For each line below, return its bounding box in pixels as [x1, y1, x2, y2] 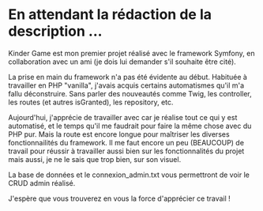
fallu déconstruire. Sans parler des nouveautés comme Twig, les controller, [8, 89, 253, 98]
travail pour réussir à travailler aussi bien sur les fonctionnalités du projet [8, 146, 245, 156]
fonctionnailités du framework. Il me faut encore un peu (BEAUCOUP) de [8, 138, 245, 147]
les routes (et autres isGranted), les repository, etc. [8, 97, 174, 107]
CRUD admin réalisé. [8, 178, 76, 187]
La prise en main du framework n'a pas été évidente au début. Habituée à [8, 72, 247, 81]
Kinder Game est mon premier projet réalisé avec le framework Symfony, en [8, 48, 255, 58]
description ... [8, 22, 103, 40]
